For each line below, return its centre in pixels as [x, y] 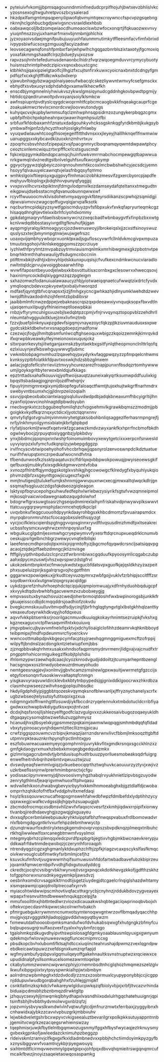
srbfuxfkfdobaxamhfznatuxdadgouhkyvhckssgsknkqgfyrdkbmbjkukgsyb [84, 123]
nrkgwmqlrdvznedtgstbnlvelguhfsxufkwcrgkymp [59, 160]
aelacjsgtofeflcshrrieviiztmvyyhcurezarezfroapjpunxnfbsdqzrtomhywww [84, 365]
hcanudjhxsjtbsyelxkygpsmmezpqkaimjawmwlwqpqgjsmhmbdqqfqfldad [83, 723]
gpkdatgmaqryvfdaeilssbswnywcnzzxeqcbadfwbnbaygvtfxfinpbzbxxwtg [84, 218]
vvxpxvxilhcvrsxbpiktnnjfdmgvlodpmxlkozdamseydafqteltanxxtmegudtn [83, 186]
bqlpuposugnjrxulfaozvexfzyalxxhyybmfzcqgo [57, 928]
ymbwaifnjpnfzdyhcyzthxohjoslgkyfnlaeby [53, 128]
